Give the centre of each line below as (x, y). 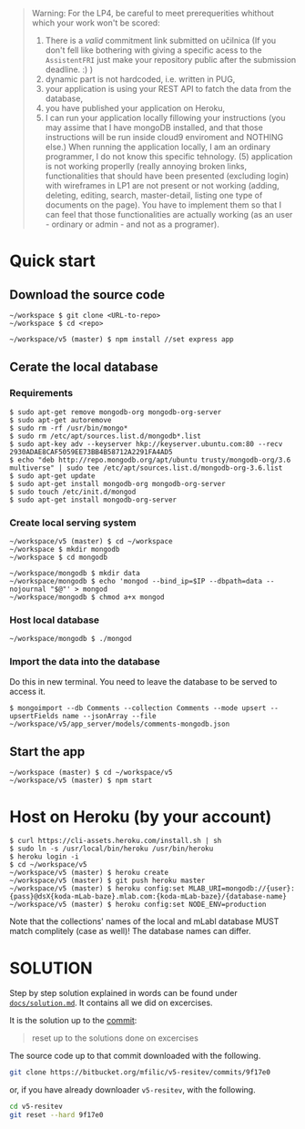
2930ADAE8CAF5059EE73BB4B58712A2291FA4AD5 (91, 452)
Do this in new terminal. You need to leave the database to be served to (143, 681)
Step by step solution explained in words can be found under (124, 993)
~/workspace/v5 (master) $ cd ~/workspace (91, 541)
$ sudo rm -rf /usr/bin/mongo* (69, 428)
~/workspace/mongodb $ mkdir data (75, 573)
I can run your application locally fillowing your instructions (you (165, 118)
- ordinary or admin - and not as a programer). (132, 224)
